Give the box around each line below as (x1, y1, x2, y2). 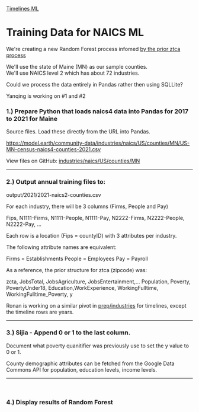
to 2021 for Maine (6, 114, 58, 123)
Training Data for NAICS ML (6, 26, 144, 39)
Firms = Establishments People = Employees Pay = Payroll (6, 255, 148, 262)
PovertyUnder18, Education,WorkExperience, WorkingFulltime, (6, 284, 159, 291)
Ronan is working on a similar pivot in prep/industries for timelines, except (6, 302, 187, 309)
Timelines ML (6, 5, 39, 12)
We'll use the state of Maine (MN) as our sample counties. (6, 63, 148, 70)
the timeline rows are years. (6, 308, 74, 315)
